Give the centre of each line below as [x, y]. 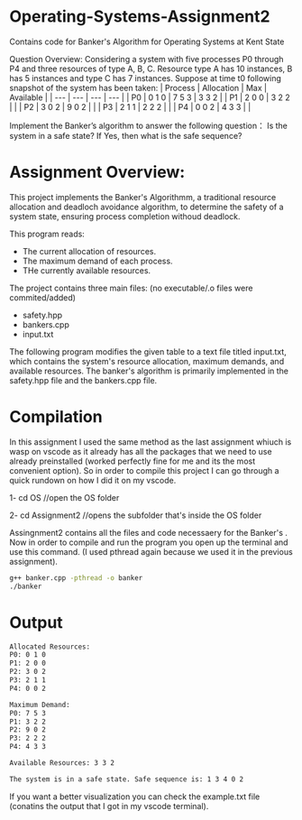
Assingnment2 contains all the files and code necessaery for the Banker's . [149, 532]
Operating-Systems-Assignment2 [140, 17]
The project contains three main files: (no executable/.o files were [131, 288]
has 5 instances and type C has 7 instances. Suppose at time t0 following [146, 78]
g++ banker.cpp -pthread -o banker [76, 578]
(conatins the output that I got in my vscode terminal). [109, 806]
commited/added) [43, 297]
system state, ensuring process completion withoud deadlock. [125, 216]
